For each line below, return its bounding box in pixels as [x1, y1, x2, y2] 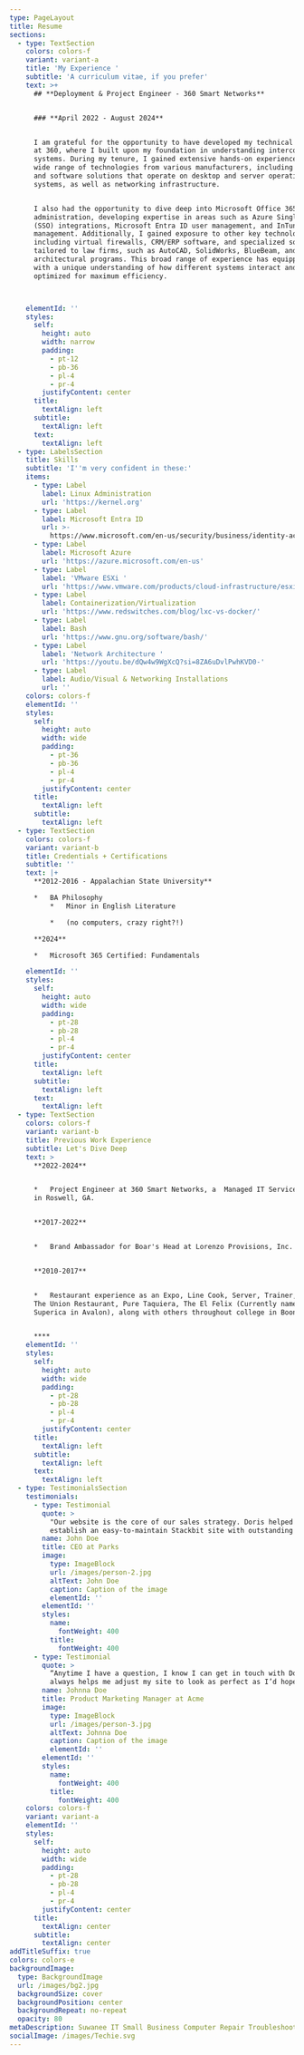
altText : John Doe [49, 1576, 119, 1585]
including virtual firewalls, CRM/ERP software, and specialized [33, 237, 285, 247]
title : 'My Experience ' [25, 64, 119, 73]
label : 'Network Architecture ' [42, 649, 165, 658]
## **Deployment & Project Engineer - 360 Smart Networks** [33, 89, 265, 98]
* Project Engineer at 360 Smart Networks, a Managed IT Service [33, 1185, 298, 1195]
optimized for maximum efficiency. [33, 271, 168, 281]
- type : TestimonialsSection [17, 1484, 128, 1493]
